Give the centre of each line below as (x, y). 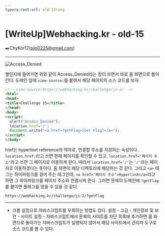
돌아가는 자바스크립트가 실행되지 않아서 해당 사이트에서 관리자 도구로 (91, 223)
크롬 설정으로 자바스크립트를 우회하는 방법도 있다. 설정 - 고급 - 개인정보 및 (83, 210)
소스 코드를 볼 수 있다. (33, 229)
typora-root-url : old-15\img (35, 10)
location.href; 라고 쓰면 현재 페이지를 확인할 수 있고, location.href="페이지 (79, 156)
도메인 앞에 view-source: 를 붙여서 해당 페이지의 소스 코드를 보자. (78, 80)
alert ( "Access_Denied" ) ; (35, 121)
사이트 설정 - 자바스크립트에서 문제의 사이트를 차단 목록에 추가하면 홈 (86, 216)
